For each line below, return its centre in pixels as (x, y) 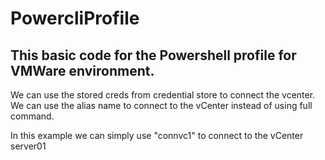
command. (32, 116)
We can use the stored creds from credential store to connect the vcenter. (163, 95)
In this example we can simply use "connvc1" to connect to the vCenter (157, 135)
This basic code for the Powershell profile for (153, 55)
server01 (28, 146)
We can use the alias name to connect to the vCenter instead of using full (161, 105)
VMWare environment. (82, 70)
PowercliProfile (75, 18)
